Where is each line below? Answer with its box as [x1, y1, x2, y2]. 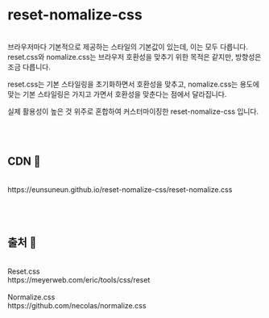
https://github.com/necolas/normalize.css [7, 300, 147, 310]
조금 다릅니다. [7, 62, 52, 72]
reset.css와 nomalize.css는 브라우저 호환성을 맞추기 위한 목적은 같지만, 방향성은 [7, 52, 262, 61]
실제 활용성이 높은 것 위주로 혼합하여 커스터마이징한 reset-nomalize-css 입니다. [7, 107, 259, 116]
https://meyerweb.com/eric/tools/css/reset [7, 274, 151, 284]
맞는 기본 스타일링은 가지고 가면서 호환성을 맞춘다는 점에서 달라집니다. [7, 89, 227, 98]
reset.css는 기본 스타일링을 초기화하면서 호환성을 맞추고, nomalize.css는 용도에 [7, 79, 259, 89]
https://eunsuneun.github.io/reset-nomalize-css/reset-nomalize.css [7, 184, 233, 195]
